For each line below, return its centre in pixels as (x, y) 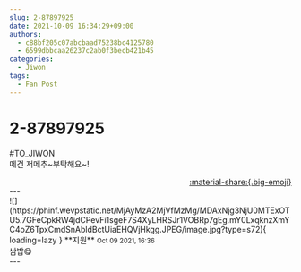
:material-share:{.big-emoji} (241, 182)
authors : (26, 34)
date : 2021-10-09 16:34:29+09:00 (72, 26)
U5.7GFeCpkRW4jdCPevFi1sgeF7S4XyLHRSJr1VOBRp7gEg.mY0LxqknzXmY (150, 219)
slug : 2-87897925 (42, 17)
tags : (19, 76)
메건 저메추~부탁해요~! (49, 164)
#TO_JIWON (32, 153)
